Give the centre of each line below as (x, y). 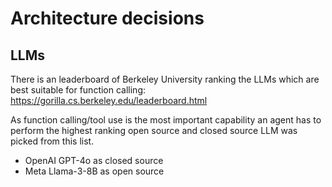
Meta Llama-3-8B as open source (94, 171)
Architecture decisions (107, 18)
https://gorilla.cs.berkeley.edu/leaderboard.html (109, 100)
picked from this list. (52, 141)
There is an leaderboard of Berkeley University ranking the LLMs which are (165, 79)
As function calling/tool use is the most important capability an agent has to (166, 120)
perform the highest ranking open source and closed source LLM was (154, 130)
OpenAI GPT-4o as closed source (94, 160)
